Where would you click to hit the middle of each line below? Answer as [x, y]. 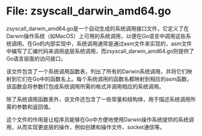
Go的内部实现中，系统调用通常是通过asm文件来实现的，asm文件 [112, 43]
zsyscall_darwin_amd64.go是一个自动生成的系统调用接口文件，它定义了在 [98, 28]
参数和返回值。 [35, 107]
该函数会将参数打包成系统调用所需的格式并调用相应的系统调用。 [85, 86]
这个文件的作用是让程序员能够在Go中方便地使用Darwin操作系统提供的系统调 [100, 119]
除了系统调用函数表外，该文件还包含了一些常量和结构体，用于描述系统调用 [98, 99]
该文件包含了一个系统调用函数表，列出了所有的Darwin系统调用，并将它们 [97, 71]
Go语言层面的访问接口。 [36, 58]
